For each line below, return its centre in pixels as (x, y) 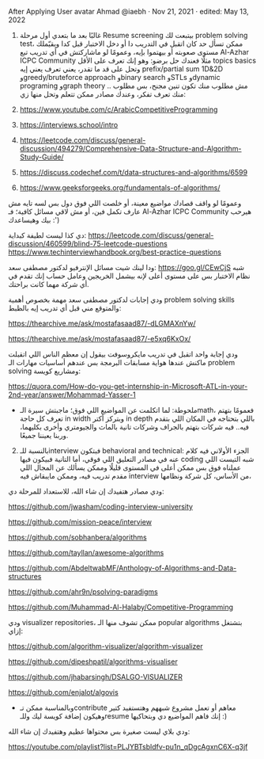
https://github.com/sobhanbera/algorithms (78, 537)
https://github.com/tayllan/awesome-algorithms (86, 553)
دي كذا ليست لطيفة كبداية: (47, 235)
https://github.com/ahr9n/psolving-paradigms (83, 592)
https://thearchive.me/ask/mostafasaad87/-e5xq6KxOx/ (100, 339)
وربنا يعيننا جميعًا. (44, 435)
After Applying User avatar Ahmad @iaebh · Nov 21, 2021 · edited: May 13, (128, 11)
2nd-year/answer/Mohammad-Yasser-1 (72, 395)
